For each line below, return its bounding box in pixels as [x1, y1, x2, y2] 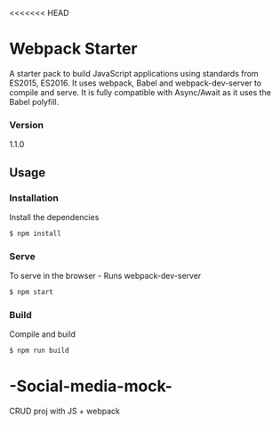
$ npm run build [9, 347, 69, 356]
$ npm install [9, 229, 62, 238]
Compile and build [9, 329, 76, 339]
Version [9, 119, 44, 131]
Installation [9, 192, 60, 204]
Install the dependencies [9, 211, 100, 222]
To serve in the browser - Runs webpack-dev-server [9, 271, 202, 282]
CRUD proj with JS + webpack [9, 405, 120, 417]
